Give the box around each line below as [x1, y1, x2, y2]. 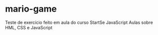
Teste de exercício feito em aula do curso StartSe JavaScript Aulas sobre [5, 19, 154, 25]
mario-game [5, 3, 57, 15]
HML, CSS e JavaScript [5, 24, 53, 30]
